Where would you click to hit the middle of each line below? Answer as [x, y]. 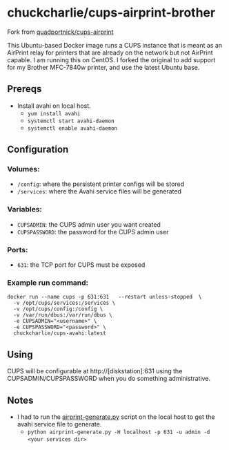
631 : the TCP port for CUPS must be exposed [81, 265]
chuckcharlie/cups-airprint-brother [111, 13]
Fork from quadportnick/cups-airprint [60, 32]
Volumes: [23, 169]
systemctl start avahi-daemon [71, 121]
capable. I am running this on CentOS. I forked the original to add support [111, 59]
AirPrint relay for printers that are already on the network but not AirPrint [110, 53]
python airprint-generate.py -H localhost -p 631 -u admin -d [119, 432]
